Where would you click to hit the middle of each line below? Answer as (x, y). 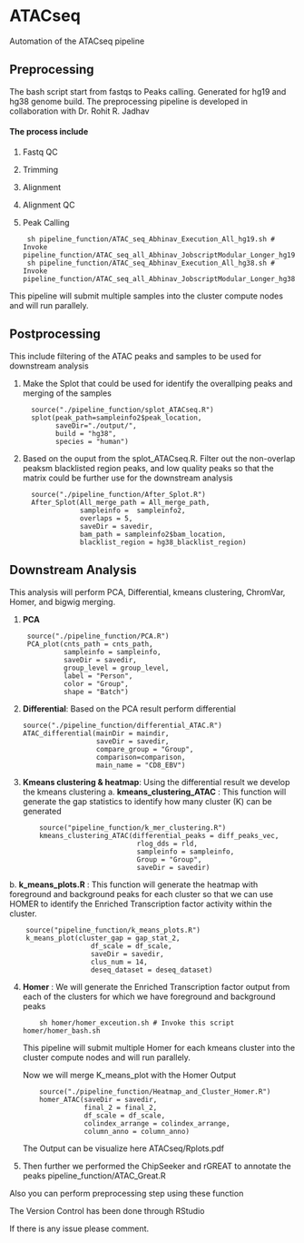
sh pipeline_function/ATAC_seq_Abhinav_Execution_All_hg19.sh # (151, 239)
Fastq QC (40, 152)
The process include (49, 132)
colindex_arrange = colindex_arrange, (157, 1123)
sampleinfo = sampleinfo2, (133, 510)
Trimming (40, 169)
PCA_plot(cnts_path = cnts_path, (90, 644)
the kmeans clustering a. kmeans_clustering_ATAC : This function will (154, 792)
